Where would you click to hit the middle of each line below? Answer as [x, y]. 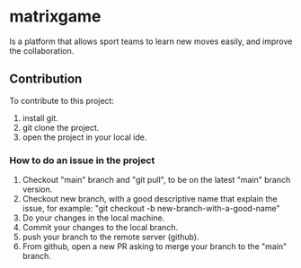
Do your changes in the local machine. [93, 218]
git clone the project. [61, 127]
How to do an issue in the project [82, 160]
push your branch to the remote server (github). [111, 237]
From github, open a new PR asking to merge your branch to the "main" [155, 246]
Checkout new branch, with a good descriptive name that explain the [150, 199]
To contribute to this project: [62, 100]
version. [37, 189]
